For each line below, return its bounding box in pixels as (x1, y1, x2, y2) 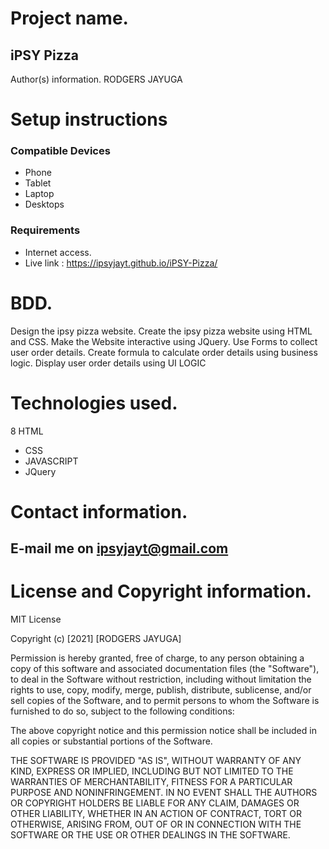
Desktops (24, 198, 65, 211)
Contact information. (10, 500, 188, 523)
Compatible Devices (10, 144, 111, 158)
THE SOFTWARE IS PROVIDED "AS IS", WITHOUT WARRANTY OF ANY (10, 755, 302, 767)
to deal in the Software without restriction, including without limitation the (10, 673, 312, 686)
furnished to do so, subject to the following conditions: (10, 705, 235, 717)
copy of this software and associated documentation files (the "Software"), (10, 663, 320, 675)
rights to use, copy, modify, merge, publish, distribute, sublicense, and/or (10, 684, 312, 696)
